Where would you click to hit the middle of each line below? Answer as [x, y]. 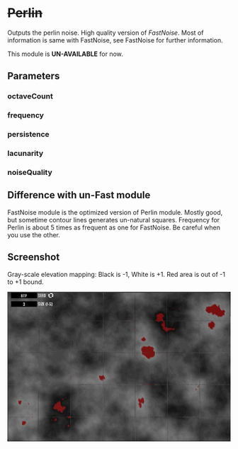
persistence [28, 135]
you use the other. [34, 234]
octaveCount [30, 96]
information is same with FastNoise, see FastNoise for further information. [115, 40]
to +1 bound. [25, 282]
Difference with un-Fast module [79, 195]
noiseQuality [30, 172]
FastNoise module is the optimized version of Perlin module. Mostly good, [115, 212]
